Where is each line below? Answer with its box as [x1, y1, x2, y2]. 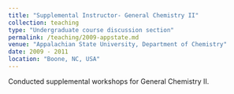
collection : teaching [8, 19, 80, 27]
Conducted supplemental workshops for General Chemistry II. [8, 76, 210, 86]
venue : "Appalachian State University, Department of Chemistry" [8, 41, 227, 49]
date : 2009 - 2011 [8, 48, 69, 56]
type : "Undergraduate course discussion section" [8, 26, 175, 34]
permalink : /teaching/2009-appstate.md [8, 33, 139, 42]
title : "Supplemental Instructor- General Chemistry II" [8, 11, 199, 20]
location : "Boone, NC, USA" [8, 56, 101, 63]
